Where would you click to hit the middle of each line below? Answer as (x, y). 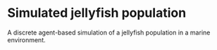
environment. (26, 39)
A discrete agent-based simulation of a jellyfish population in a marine (109, 32)
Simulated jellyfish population (97, 13)
